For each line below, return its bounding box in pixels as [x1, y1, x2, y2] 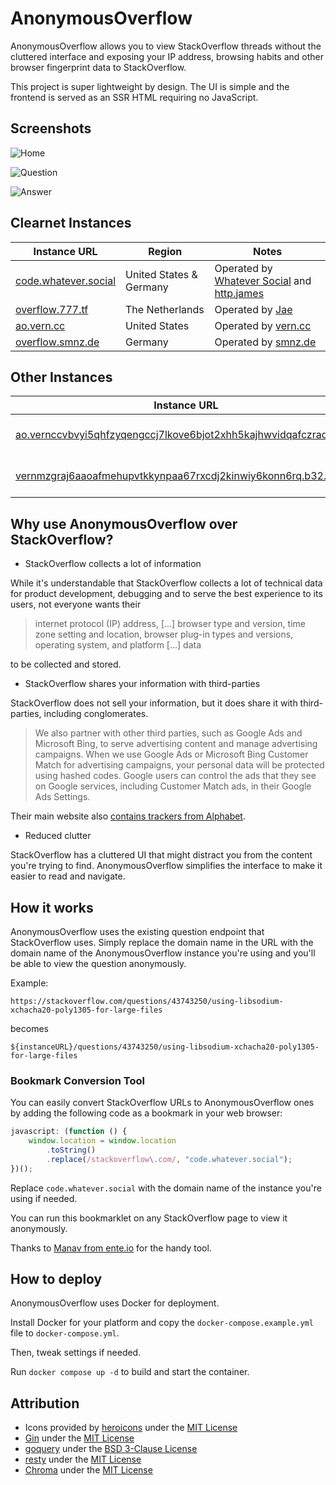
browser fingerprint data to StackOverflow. [10, 61, 187, 73]
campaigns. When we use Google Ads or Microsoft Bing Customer [34, 748, 309, 761]
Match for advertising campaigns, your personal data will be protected [34, 759, 325, 771]
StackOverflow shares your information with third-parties [24, 678, 261, 690]
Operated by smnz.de [214, 335, 317, 349]
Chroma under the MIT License [24, 1464, 153, 1476]
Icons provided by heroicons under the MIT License [24, 1422, 238, 1434]
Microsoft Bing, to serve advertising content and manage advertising [34, 738, 318, 750]
